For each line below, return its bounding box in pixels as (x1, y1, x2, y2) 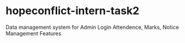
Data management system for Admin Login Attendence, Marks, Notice (5, 24, 180, 31)
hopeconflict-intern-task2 (5, 4, 139, 18)
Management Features (5, 29, 61, 37)
